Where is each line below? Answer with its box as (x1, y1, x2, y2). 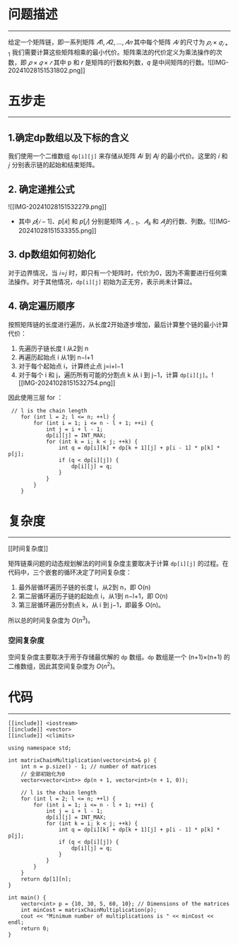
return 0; (20, 925, 50, 932)
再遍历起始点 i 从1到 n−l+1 (18, 352, 94, 361)
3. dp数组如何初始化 (8, 249, 96, 261)
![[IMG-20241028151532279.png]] (8, 203, 107, 211)
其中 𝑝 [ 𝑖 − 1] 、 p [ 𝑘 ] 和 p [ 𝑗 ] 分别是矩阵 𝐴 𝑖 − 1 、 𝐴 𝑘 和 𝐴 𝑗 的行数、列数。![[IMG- (18, 217, 231, 227)
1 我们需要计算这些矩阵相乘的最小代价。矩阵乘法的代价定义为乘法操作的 (8, 47, 216, 58)
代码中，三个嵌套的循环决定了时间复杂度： (8, 568, 132, 576)
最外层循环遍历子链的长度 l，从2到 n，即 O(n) (18, 583, 151, 592)
